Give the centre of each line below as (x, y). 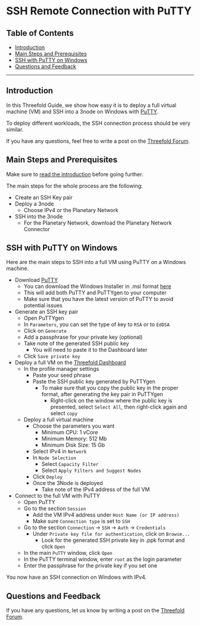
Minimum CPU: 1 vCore (70, 432)
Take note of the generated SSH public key (76, 343)
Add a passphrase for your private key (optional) (83, 337)
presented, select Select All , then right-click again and (119, 407)
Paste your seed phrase (62, 375)
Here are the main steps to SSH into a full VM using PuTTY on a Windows (96, 262)
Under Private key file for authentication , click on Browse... (111, 534)
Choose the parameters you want (74, 426)
